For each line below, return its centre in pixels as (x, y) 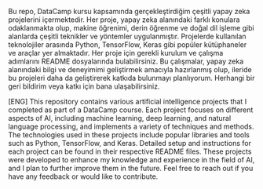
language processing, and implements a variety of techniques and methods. (131, 126)
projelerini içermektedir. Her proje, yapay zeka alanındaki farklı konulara (124, 20)
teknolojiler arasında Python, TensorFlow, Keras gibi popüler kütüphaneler (128, 45)
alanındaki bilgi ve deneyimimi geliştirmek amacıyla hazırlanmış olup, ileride (130, 69)
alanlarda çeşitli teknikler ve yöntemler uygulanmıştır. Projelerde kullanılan (127, 36)
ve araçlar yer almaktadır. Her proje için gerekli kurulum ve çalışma (116, 53)
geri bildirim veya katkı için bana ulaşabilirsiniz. (84, 86)
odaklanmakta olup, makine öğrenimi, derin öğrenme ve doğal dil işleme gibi (131, 28)
